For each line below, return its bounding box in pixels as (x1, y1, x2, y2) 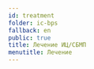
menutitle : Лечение (8, 48, 73, 56)
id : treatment (8, 11, 55, 20)
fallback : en (8, 26, 51, 34)
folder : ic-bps (8, 19, 58, 27)
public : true (8, 33, 51, 42)
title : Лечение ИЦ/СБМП (8, 41, 87, 49)
